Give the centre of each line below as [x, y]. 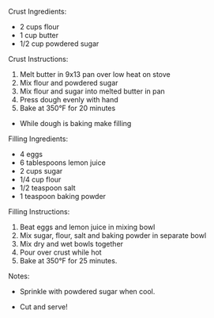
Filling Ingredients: [38, 139]
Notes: [19, 276]
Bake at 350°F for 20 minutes [68, 108]
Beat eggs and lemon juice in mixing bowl [87, 227]
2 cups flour [39, 27]
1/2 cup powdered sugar [59, 44]
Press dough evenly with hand [69, 100]
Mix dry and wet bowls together [71, 244]
